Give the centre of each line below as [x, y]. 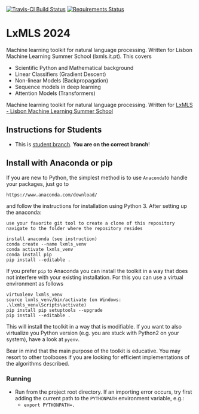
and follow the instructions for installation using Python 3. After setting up [97, 206]
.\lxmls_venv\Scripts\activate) [46, 305]
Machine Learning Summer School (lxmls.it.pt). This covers [79, 56]
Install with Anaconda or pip [59, 163]
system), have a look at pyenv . [43, 339]
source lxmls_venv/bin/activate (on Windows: [64, 300]
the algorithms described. [38, 363]
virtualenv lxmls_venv [34, 295]
